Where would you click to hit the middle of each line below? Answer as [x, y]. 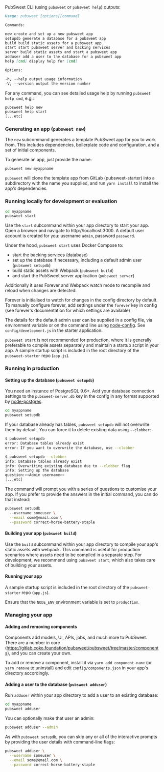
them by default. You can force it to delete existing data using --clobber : [78, 430]
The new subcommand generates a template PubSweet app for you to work [80, 140]
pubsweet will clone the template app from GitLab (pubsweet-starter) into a [80, 178]
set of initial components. [31, 150]
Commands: [15, 25]
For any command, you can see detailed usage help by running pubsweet [78, 93]
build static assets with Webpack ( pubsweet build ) [63, 270]
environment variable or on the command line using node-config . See [75, 325]
